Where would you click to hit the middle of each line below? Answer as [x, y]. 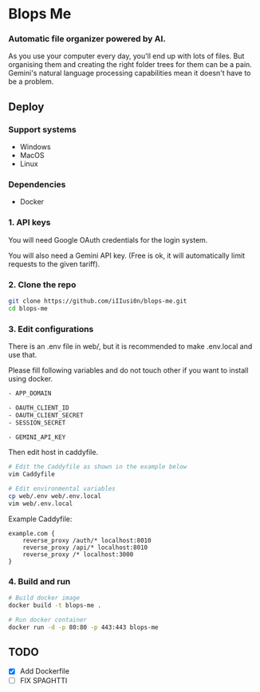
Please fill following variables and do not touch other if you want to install [128, 370]
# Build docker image [44, 598]
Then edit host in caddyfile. [53, 453]
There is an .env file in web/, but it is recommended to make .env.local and [130, 346]
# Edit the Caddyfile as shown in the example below [98, 467]
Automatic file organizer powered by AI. [87, 39]
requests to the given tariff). [54, 263]
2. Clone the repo [42, 284]
